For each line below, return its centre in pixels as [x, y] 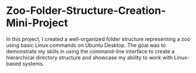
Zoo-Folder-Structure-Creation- [86, 11]
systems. [33, 63]
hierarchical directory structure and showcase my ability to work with [90, 57]
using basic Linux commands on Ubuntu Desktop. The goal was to [86, 45]
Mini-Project [37, 23]
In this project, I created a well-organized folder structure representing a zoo [98, 39]
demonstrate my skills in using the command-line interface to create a [90, 51]
